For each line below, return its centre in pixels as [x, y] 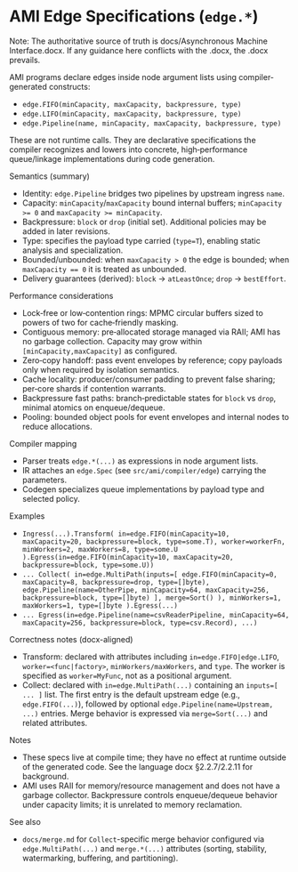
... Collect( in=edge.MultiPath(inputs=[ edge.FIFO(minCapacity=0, [149, 574]
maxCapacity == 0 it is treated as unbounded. [104, 269]
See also [25, 821]
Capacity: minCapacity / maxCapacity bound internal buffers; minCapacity [152, 203]
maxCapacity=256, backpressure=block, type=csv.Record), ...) [140, 623]
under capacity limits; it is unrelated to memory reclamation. [132, 804]
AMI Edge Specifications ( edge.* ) [134, 16]
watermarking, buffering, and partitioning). [100, 858]
